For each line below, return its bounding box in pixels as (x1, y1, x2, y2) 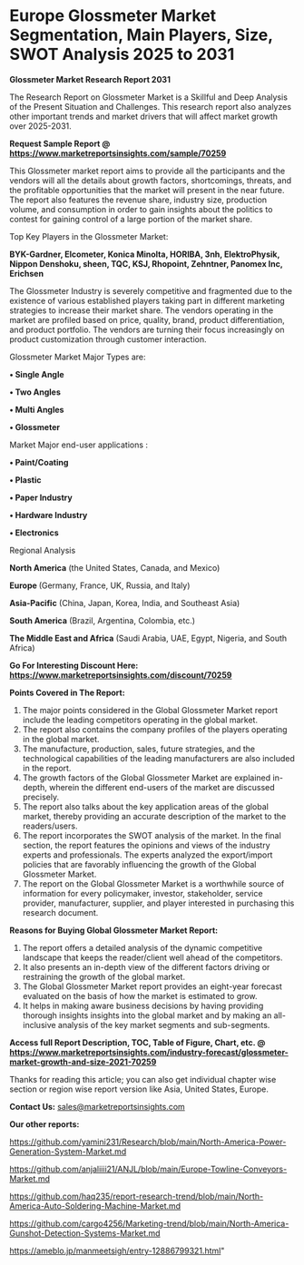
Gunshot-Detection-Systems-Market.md (9, 1227, 161, 1239)
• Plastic (9, 474, 42, 485)
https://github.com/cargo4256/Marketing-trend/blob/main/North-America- (9, 1218, 289, 1229)
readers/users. (22, 820, 78, 831)
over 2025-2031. (9, 120, 73, 132)
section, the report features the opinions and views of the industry (22, 839, 270, 850)
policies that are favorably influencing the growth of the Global (22, 858, 257, 869)
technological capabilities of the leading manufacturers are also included (22, 752, 295, 763)
